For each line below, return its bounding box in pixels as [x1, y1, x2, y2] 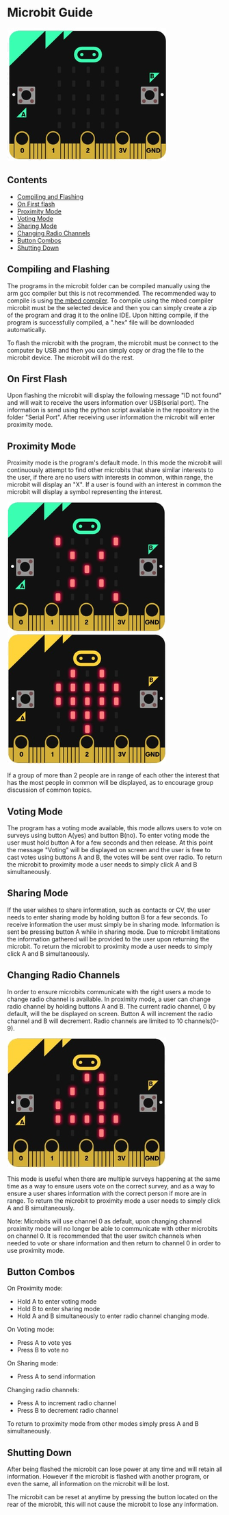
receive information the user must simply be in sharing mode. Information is [7, 920, 220, 928]
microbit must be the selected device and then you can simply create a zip [7, 303, 217, 312]
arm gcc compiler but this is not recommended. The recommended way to [7, 289, 217, 297]
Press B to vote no [16, 1346, 69, 1354]
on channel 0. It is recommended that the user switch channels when [7, 1232, 202, 1240]
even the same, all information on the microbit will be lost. [7, 1480, 170, 1488]
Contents [7, 174, 48, 186]
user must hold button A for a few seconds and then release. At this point [7, 838, 213, 847]
